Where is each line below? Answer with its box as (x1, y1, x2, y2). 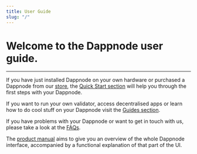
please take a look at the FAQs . (6, 124, 81, 131)
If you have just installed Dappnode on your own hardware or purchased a (6, 77, 185, 84)
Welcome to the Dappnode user (6, 39, 163, 53)
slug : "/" (6, 14, 30, 20)
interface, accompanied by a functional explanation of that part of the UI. (6, 142, 182, 149)
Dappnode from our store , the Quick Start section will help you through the (6, 83, 186, 90)
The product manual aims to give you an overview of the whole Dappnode (6, 135, 185, 142)
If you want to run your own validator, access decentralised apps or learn (6, 100, 183, 107)
